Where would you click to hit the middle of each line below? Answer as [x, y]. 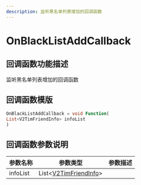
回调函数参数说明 [37, 145]
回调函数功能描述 [37, 64]
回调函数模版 [29, 100]
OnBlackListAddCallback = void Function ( [58, 114]
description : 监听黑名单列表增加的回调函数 [54, 12]
